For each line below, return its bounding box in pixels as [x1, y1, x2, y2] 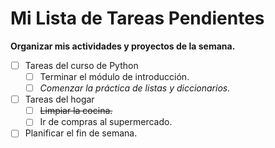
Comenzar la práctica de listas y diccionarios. [39, 82, 231, 94]
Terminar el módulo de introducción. [39, 71, 190, 82]
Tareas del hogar [24, 93, 95, 106]
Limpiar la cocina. [39, 105, 113, 117]
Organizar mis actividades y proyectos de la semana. [10, 40, 236, 52]
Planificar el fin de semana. [24, 127, 138, 139]
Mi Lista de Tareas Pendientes [10, 7, 265, 30]
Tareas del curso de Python [24, 59, 139, 71]
